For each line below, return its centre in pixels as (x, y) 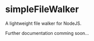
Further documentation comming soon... (47, 33)
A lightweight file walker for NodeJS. (43, 23)
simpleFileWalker (42, 9)
